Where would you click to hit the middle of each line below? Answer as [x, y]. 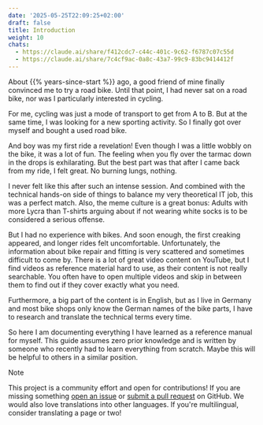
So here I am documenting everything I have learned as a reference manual [130, 332]
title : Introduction [42, 30]
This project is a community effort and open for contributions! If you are [124, 387]
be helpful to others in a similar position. [73, 357]
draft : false [30, 23]
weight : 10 [26, 37]
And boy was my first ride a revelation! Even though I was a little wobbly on [130, 146]
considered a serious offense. [56, 219]
